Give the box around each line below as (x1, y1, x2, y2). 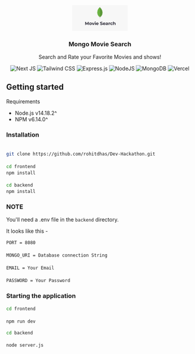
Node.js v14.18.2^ (14, 109, 58, 116)
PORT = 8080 (6, 240, 36, 246)
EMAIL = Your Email (6, 265, 55, 271)
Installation (6, 130, 40, 138)
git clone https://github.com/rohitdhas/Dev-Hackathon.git (6, 151, 156, 157)
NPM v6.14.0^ (14, 115, 49, 123)
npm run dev (6, 318, 36, 324)
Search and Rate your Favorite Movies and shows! (38, 53, 162, 61)
